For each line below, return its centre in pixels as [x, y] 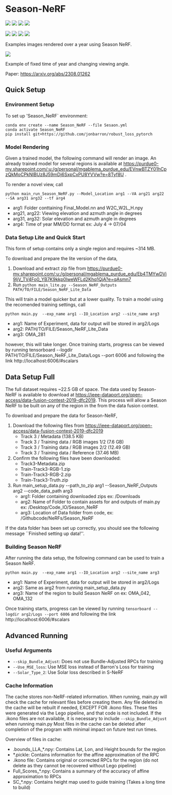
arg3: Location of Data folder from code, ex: [67, 513]
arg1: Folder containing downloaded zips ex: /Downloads [80, 496]
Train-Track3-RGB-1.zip [45, 469]
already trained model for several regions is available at [64, 163]
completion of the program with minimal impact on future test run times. [81, 729]
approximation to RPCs [37, 777]
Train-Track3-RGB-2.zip [46, 474]
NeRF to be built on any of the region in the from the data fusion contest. [82, 406]
